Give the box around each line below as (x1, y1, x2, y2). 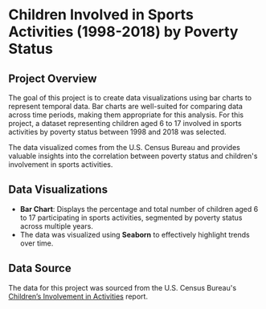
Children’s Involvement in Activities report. (8, 291, 149, 301)
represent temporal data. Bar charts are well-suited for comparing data (8, 102, 243, 111)
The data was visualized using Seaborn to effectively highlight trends (19, 230, 251, 239)
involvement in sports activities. (8, 160, 113, 169)
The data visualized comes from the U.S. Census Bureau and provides (8, 143, 241, 152)
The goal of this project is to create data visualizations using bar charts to (8, 93, 252, 102)
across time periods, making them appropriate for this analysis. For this (8, 110, 243, 120)
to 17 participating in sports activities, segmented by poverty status (19, 213, 243, 222)
